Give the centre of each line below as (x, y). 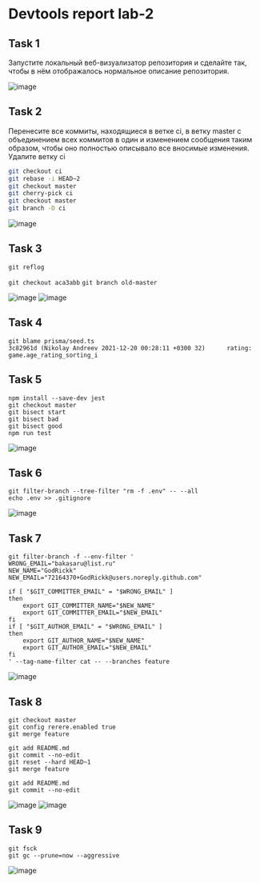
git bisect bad (34, 419)
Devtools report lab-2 (81, 14)
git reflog (26, 267)
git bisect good (35, 426)
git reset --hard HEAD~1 (50, 762)
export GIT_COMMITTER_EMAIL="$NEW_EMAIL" (92, 613)
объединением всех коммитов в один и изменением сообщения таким (130, 139)
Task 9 (25, 830)
